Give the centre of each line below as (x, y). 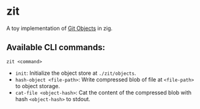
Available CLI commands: (56, 47)
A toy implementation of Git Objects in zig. (60, 28)
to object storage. (37, 86)
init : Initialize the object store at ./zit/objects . (76, 73)
